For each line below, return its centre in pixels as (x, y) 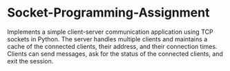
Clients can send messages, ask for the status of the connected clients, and (115, 54)
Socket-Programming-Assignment (108, 13)
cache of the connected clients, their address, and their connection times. (112, 46)
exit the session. (30, 61)
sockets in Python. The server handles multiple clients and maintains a (107, 39)
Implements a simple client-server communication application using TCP (110, 32)
